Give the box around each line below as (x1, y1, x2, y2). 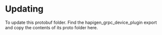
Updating (5, 3, 44, 15)
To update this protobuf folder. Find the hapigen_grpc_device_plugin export (5, 19, 157, 25)
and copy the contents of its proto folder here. (5, 24, 98, 30)
